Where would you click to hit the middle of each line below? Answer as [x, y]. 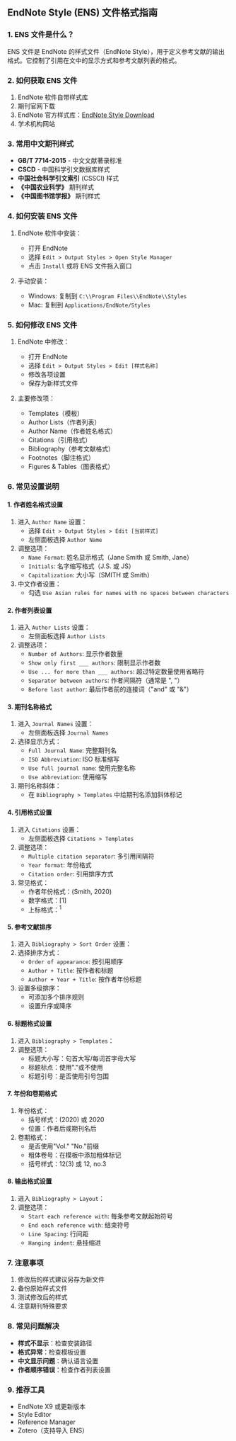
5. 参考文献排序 [29, 927]
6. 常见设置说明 [34, 486]
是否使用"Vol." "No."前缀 [64, 1146]
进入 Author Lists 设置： [54, 627]
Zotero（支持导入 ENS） [53, 1430]
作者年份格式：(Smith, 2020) [70, 891]
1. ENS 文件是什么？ [41, 35]
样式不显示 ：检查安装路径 [55, 1343]
